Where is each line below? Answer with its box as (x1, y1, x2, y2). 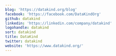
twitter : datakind (5, 39, 42, 44)
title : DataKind (5, 35, 38, 39)
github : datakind (5, 16, 40, 21)
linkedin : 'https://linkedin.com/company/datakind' (5, 20, 112, 26)
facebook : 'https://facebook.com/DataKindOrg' (5, 12, 101, 17)
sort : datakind (5, 30, 36, 35)
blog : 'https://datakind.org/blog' (5, 7, 77, 12)
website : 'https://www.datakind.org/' (5, 43, 84, 48)
